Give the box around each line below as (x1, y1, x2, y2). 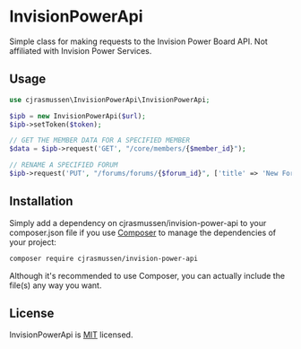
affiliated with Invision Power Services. (9, 45, 152, 56)
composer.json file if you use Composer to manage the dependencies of (9, 227, 277, 238)
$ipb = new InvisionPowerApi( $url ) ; (9, 111, 146, 120)
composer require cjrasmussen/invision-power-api (9, 254, 199, 263)
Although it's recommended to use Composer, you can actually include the (9, 270, 285, 281)
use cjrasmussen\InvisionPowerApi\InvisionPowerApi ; (9, 95, 211, 104)
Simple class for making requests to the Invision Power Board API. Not (9, 36, 269, 47)
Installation (9, 194, 73, 209)
